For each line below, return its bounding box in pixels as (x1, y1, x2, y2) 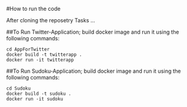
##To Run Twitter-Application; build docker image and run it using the (6, 28, 179, 35)
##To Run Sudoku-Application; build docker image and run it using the (6, 67, 181, 75)
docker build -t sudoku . (6, 91, 71, 97)
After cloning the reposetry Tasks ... (6, 17, 95, 23)
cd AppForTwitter (6, 46, 50, 52)
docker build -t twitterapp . (6, 52, 83, 58)
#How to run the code (6, 5, 61, 12)
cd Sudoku (6, 85, 31, 91)
